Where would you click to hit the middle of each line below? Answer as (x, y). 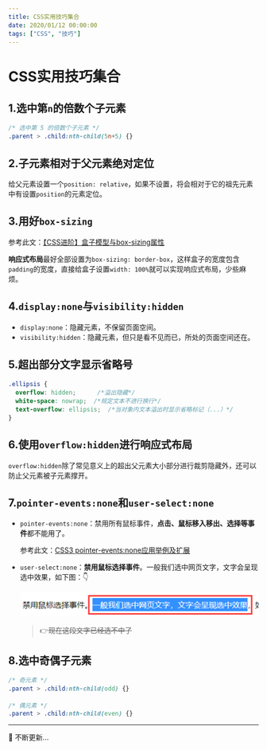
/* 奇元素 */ (28, 680)
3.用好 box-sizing (50, 222)
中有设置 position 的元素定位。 (58, 193)
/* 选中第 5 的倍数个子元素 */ (54, 128)
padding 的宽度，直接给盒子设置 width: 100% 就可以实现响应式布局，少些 (124, 269)
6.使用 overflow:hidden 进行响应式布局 (101, 445)
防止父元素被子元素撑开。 (50, 475)
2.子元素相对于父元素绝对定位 (81, 163)
